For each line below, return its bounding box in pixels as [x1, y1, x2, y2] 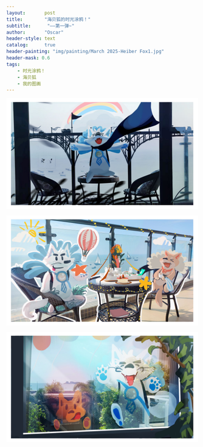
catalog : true [6, 42, 56, 48]
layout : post [6, 10, 56, 16]
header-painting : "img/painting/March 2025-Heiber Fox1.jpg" [6, 49, 165, 55]
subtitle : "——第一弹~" [6, 23, 75, 29]
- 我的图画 [17, 80, 41, 87]
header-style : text [6, 35, 56, 42]
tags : [6, 61, 20, 67]
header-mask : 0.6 [6, 55, 50, 61]
